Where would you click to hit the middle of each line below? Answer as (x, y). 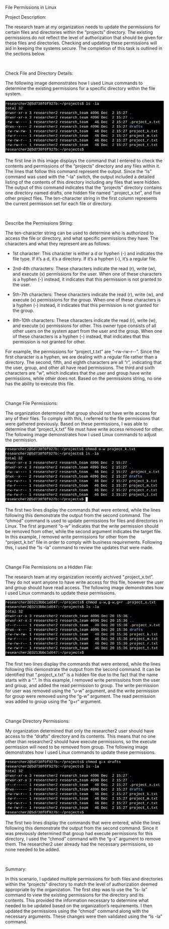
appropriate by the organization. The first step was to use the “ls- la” (76, 889)
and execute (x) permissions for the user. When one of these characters (87, 274)
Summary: (16, 869)
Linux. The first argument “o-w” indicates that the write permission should (82, 526)
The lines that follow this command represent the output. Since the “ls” (78, 171)
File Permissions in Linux (31, 7)
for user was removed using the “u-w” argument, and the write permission (82, 691)
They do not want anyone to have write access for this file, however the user (85, 582)
